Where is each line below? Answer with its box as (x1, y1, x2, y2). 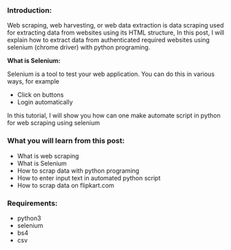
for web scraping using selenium (7, 119, 100, 127)
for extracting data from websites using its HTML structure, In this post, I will (7, 28, 225, 37)
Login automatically (17, 98, 74, 106)
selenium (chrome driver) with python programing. (7, 44, 150, 52)
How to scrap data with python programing (17, 166, 140, 175)
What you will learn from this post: (7, 136, 125, 146)
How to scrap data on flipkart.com (17, 181, 114, 189)
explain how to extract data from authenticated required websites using (7, 36, 210, 44)
